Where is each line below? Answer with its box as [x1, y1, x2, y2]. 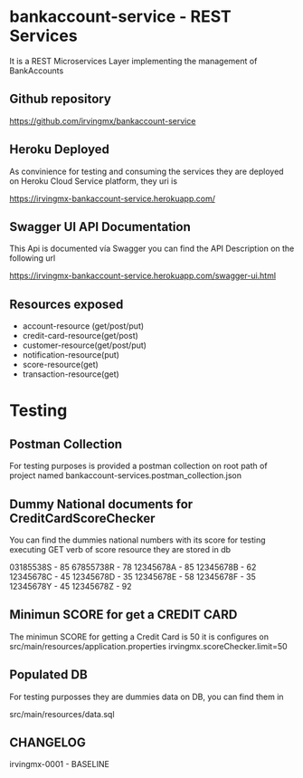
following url [9, 253, 56, 264]
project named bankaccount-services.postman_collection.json [9, 470, 242, 481]
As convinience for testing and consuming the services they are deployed [9, 166, 284, 177]
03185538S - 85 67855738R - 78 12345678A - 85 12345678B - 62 [9, 562, 257, 572]
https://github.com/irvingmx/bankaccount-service [9, 115, 196, 126]
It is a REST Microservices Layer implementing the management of [9, 55, 258, 66]
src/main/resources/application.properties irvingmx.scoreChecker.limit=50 [9, 640, 288, 651]
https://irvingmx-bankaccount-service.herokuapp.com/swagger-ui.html [9, 270, 277, 282]
